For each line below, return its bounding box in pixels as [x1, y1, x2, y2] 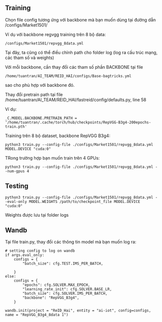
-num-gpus [5, 168, 25, 174]
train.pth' [5, 124, 27, 129]
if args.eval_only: [5, 253, 45, 258]
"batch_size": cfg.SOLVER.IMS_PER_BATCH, [22, 291, 108, 296]
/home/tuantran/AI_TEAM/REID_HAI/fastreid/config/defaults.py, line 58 [5, 97, 146, 102]
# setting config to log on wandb [5, 248, 75, 253]
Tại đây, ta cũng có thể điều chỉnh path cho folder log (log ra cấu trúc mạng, [5, 49, 158, 55]
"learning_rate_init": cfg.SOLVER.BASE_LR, [22, 287, 112, 292]
